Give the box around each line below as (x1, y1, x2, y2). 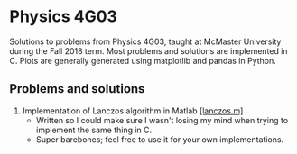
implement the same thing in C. (35, 124, 153, 135)
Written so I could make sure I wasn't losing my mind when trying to (35, 114, 289, 125)
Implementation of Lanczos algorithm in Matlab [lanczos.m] (22, 105, 244, 116)
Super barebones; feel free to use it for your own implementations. (35, 133, 284, 145)
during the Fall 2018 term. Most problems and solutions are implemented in (9, 45, 288, 56)
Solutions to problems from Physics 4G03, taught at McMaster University (9, 36, 282, 47)
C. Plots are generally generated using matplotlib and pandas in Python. (9, 55, 277, 66)
